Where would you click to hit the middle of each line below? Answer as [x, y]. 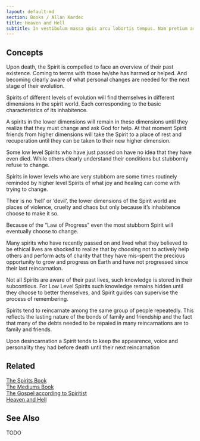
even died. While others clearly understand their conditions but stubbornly [97, 159]
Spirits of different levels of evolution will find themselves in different [90, 98]
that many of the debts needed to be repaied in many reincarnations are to [97, 323]
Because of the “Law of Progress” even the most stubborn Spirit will [90, 225]
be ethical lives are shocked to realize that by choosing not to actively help [98, 249]
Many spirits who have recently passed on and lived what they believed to [97, 243]
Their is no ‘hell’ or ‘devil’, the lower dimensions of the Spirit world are [91, 201]
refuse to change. [28, 165]
